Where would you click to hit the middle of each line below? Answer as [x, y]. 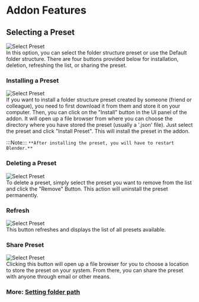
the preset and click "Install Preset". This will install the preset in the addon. [98, 131]
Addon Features [46, 10]
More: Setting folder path [43, 292]
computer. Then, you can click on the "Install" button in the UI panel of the [97, 113]
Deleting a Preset [31, 163]
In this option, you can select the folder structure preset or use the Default [97, 53]
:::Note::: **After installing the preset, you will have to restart [90, 143]
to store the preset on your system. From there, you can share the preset [95, 271]
